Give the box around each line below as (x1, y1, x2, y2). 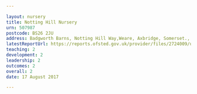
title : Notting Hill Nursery (6, 19, 77, 25)
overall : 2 (6, 68, 33, 74)
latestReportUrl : (6, 41, 49, 47)
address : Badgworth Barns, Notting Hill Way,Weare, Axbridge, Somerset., (6, 36, 191, 42)
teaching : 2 (6, 46, 35, 53)
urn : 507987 (6, 25, 35, 31)
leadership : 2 (6, 57, 41, 63)
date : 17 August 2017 (6, 74, 59, 80)
